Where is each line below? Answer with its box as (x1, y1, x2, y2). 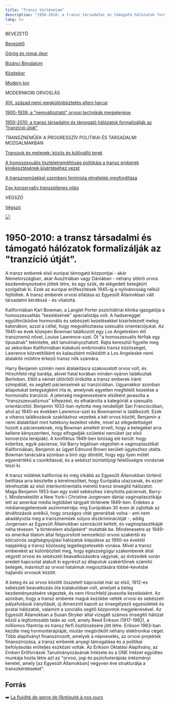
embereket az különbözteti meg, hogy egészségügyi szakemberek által (5, 548, 154, 554)
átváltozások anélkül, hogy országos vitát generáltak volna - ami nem (5, 510, 150, 516)
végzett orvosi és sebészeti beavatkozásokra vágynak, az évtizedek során (5, 553, 160, 559)
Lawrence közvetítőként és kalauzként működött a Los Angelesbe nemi (5, 350, 153, 356)
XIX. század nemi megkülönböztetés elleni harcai (5, 100, 108, 106)
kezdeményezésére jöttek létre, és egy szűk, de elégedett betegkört (5, 281, 147, 287)
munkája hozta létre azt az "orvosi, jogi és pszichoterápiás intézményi (5, 655, 151, 661)
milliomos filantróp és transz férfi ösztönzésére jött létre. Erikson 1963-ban (5, 623, 161, 629)
